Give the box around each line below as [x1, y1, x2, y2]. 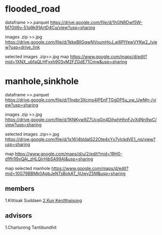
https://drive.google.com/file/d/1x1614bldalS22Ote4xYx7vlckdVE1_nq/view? [5, 136, 156, 142]
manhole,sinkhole [5, 76, 79, 87]
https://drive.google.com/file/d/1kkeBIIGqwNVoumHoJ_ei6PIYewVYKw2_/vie [5, 39, 157, 45]
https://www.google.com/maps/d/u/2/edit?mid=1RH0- [15, 151, 122, 157]
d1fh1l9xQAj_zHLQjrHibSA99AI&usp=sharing [5, 156, 93, 162]
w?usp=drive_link [5, 44, 40, 50]
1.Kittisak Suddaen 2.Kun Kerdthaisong [5, 197, 82, 203]
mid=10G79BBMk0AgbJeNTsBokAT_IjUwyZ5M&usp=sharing [5, 171, 126, 176]
